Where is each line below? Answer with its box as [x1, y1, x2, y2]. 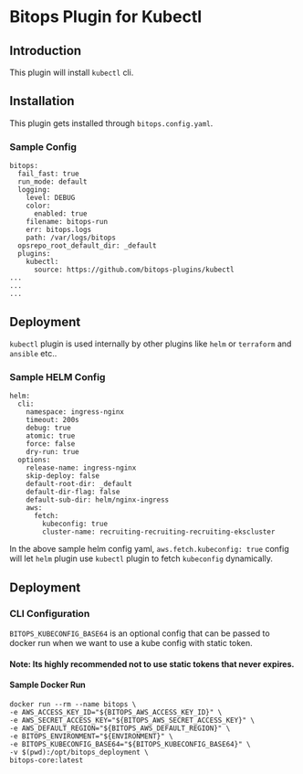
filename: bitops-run [26, 217, 108, 227]
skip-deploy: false [26, 472, 100, 481]
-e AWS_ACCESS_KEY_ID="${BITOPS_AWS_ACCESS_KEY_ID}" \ [9, 707, 223, 716]
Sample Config [9, 140, 78, 153]
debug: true [26, 423, 71, 433]
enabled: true [33, 209, 89, 218]
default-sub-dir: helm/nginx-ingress [26, 495, 170, 504]
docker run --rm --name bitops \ [9, 699, 137, 709]
